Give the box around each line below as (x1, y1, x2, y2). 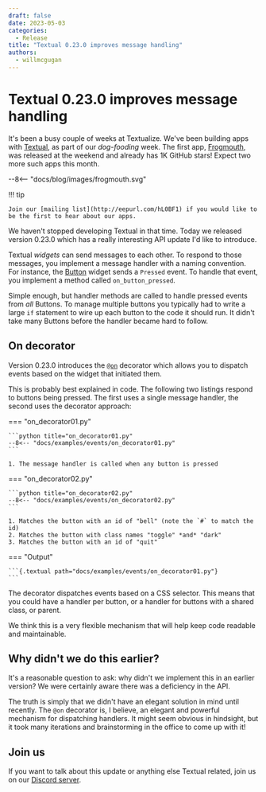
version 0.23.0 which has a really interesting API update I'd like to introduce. (8, 234, 257, 244)
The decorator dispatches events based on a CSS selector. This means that (8, 588, 256, 598)
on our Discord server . (8, 775, 82, 785)
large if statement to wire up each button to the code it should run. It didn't (8, 307, 256, 317)
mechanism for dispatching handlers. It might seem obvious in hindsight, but (8, 714, 259, 724)
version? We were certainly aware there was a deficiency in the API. (8, 681, 230, 691)
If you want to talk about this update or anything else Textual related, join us (8, 767, 256, 776)
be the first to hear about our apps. (8, 212, 137, 220)
